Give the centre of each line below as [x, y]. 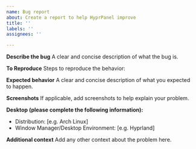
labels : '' [20, 29]
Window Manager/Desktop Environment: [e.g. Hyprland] [85, 128]
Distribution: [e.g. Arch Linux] [52, 122]
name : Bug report [28, 12]
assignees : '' [24, 34]
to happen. [20, 87]
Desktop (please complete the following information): [75, 110]
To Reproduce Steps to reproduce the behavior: [66, 68]
